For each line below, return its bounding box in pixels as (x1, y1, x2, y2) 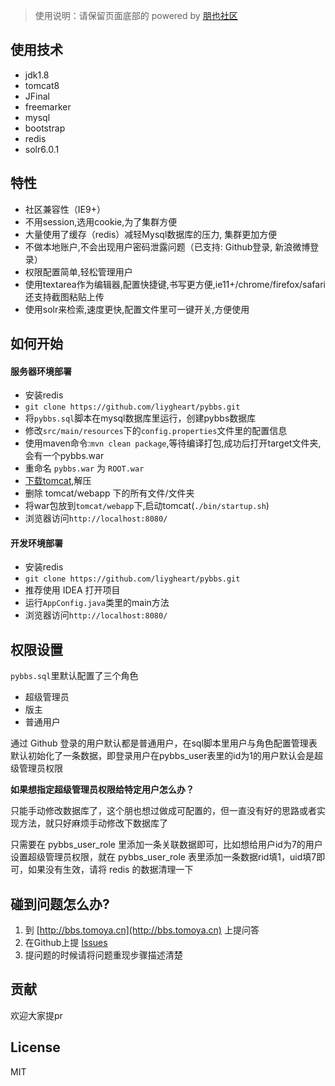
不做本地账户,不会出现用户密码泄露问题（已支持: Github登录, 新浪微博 (24, 240, 311, 253)
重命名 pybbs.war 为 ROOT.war (24, 462, 145, 474)
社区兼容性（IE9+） (24, 203, 106, 215)
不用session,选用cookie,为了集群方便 (24, 215, 178, 228)
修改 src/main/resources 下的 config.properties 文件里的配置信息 (24, 425, 288, 437)
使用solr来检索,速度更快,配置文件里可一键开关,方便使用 (24, 303, 250, 315)
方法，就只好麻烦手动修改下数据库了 (18, 817, 168, 829)
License (10, 1039, 61, 1056)
